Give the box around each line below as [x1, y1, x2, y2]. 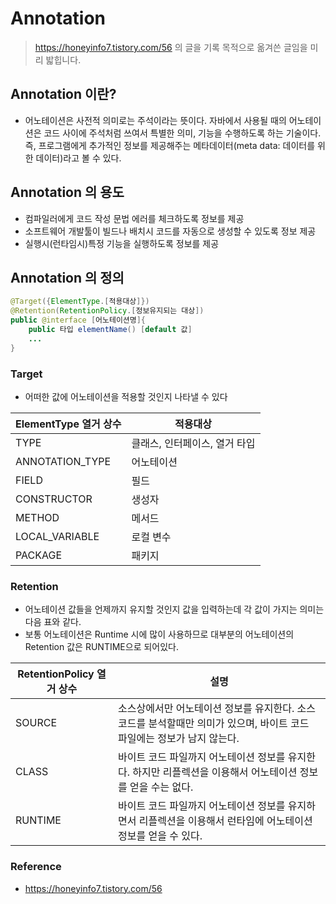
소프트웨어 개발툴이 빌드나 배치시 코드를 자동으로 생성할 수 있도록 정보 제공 [24, 225, 317, 237]
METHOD [15, 510, 60, 524]
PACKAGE [15, 548, 63, 562]
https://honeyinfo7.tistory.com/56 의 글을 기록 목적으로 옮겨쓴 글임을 [34, 41, 308, 53]
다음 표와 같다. [24, 616, 82, 628]
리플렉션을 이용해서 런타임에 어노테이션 [138, 814, 313, 828]
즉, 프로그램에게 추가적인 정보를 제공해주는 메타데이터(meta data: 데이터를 [24, 139, 316, 151]
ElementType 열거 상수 [15, 417, 122, 431]
